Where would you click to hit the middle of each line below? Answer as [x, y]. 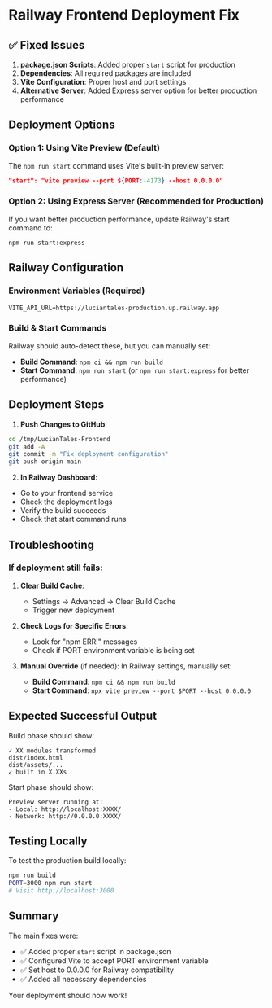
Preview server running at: [56, 802]
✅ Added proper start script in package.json [95, 951]
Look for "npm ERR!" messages [85, 642]
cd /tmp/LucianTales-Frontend [60, 439]
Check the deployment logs [66, 502]
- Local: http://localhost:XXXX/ [65, 809]
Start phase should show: [51, 787]
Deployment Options [62, 125]
